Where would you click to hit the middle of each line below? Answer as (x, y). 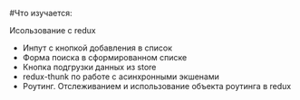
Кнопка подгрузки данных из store (89, 67)
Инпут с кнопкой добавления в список (97, 48)
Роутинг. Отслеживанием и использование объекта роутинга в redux (157, 86)
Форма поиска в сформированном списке (105, 57)
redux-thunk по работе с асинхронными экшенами (121, 77)
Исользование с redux (53, 30)
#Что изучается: (41, 13)
